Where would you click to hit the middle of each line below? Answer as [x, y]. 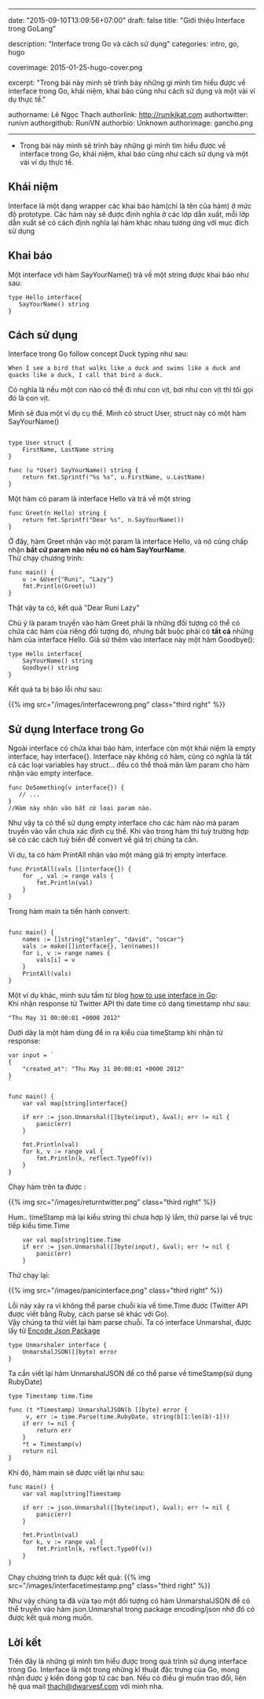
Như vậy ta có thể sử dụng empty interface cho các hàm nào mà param [124, 823]
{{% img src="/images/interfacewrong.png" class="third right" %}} [117, 705]
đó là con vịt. [29, 398]
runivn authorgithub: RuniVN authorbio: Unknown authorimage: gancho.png [131, 123]
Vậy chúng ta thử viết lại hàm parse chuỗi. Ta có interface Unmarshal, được [130, 1323]
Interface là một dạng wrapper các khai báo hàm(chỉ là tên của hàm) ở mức [130, 206]
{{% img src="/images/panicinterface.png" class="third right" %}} [115, 1290]
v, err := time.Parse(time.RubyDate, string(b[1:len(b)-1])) [128, 1417]
